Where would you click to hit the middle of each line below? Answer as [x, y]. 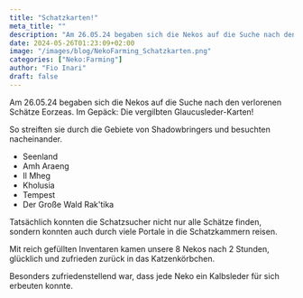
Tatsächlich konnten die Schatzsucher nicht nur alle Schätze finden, [135, 221]
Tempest [39, 194]
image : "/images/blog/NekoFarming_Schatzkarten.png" [110, 51]
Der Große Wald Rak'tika [68, 204]
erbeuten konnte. [41, 285]
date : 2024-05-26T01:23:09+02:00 [72, 43]
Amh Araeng [46, 166]
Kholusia [39, 185]
